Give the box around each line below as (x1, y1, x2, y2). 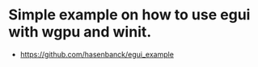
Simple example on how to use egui (8, 6, 251, 24)
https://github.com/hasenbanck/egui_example (19, 49, 174, 59)
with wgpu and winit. (8, 23, 152, 41)
